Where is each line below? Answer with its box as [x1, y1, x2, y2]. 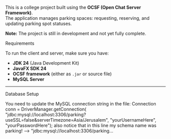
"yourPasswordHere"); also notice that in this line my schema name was [5, 122, 157, 128]
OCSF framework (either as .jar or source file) [12, 71, 112, 77]
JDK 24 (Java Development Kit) [12, 60, 79, 66]
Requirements [5, 40, 35, 46]
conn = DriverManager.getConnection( [5, 106, 87, 112]
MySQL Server [12, 76, 45, 82]
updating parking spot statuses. [5, 20, 72, 26]
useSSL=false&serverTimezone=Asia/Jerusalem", [5, 117, 109, 123]
